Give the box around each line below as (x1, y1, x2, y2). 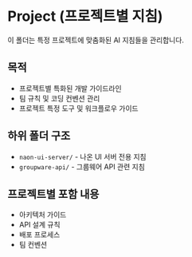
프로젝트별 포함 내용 (7, 187, 100, 200)
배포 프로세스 (18, 230, 61, 239)
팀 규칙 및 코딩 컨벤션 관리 (18, 93, 100, 103)
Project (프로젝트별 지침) (7, 7, 163, 26)
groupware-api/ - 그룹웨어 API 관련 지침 (18, 161, 145, 172)
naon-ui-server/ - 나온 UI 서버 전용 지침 (18, 152, 147, 161)
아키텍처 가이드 (18, 210, 67, 219)
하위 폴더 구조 (7, 129, 71, 143)
